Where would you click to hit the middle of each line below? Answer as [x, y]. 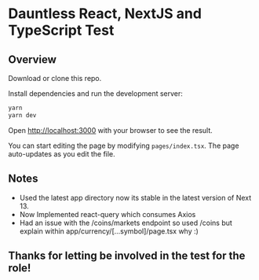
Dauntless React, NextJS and [105, 14]
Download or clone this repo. [55, 78]
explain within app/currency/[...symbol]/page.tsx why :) [109, 231]
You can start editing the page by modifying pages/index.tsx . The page [124, 146]
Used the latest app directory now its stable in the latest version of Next [135, 197]
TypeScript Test [61, 30]
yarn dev [22, 115]
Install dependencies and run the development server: [95, 94]
